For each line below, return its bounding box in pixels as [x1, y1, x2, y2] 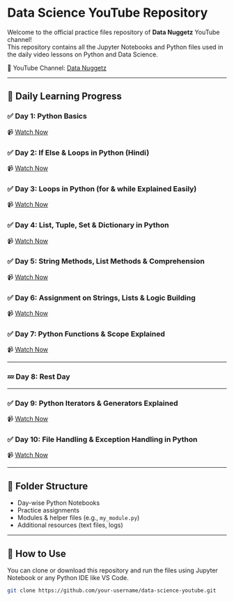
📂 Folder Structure [7, 480, 88, 492]
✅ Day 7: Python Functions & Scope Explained [7, 329, 166, 339]
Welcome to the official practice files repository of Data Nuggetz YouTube [7, 28, 220, 36]
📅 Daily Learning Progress [7, 91, 122, 102]
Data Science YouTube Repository [7, 5, 208, 21]
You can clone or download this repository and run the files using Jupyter [7, 566, 218, 575]
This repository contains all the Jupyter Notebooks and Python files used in [7, 43, 224, 51]
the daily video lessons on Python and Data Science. [7, 50, 158, 59]
